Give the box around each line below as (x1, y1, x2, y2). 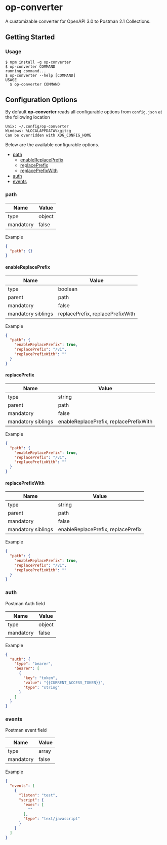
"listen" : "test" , (18, 793, 58, 798)
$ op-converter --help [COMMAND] (5, 73, 76, 78)
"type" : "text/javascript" (23, 816, 80, 821)
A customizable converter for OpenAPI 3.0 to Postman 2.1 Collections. (5, 18, 151, 24)
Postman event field (5, 727, 47, 733)
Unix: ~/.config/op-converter (5, 124, 69, 129)
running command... (5, 68, 47, 73)
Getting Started (5, 33, 55, 41)
